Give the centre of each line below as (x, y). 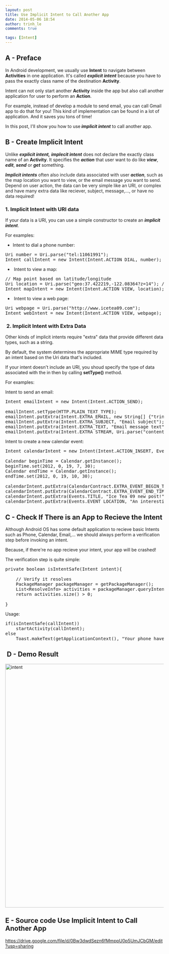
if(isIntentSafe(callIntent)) (43, 624)
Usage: (13, 614)
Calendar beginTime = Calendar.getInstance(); (64, 461)
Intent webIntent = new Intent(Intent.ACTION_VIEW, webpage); (83, 313)
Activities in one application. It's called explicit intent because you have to (83, 76)
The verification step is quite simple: (43, 560)
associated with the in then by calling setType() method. (64, 373)
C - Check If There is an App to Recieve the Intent (84, 517)
